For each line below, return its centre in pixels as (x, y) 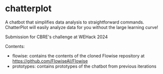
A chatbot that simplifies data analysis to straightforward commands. (75, 22)
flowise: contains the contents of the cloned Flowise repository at (78, 56)
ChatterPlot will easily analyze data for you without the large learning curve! (82, 27)
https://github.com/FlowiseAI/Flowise (50, 61)
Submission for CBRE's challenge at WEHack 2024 (56, 37)
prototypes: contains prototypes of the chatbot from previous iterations (84, 66)
